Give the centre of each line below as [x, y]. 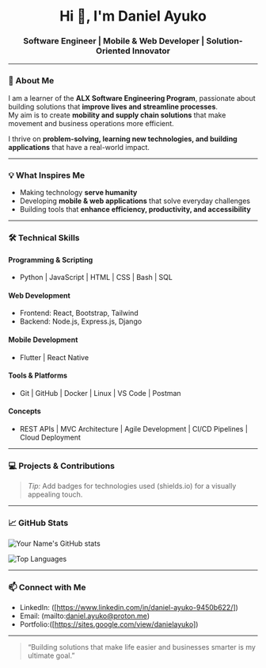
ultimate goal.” [51, 655]
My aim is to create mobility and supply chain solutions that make [117, 115]
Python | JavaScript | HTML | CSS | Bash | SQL [96, 278]
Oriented [113, 51]
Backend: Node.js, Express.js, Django [81, 321]
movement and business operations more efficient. [91, 123]
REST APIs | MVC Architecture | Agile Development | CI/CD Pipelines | [133, 429]
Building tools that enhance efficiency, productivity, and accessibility [135, 209]
